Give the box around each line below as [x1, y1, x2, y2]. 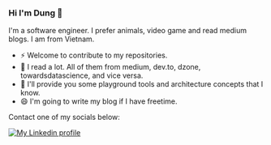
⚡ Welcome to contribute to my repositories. [19, 50, 168, 60]
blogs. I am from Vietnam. [8, 34, 95, 44]
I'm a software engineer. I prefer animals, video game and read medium [8, 26, 247, 36]
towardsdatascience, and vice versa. [19, 70, 144, 80]
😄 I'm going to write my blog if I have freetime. [19, 96, 178, 106]
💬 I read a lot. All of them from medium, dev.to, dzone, [19, 62, 201, 72]
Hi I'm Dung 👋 [8, 7, 63, 19]
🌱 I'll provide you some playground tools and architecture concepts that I [19, 79, 264, 89]
